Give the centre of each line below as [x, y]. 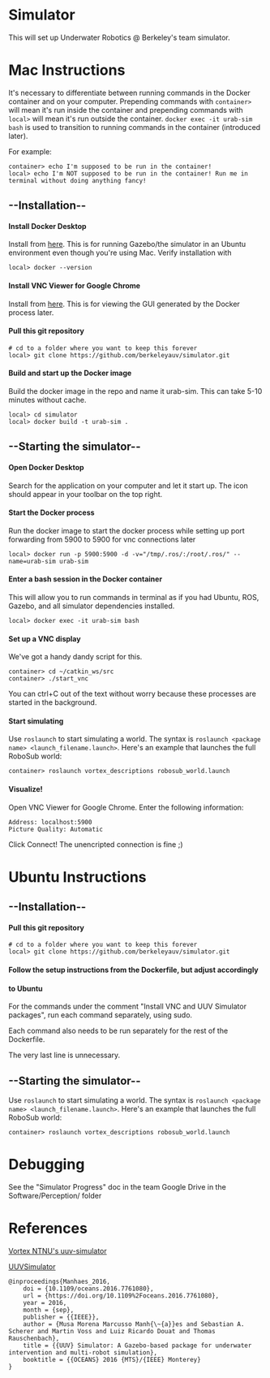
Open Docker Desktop [46, 468]
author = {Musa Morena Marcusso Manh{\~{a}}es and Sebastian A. [134, 1324]
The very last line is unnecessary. [64, 1055]
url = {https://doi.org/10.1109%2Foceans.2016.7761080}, [121, 1296]
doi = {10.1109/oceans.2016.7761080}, [88, 1289]
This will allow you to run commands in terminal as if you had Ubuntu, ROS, [134, 598]
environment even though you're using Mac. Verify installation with [120, 253]
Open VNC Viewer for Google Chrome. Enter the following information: [126, 807]
